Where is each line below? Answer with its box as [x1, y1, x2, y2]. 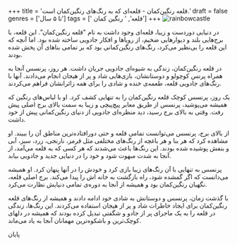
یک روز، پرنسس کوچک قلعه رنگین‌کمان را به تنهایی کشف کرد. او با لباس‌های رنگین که [8, 92, 230, 101]
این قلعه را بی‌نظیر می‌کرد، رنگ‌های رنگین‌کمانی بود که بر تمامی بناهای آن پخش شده [8, 43, 227, 51]
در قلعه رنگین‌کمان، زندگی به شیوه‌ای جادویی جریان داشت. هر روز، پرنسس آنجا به [8, 64, 222, 72]
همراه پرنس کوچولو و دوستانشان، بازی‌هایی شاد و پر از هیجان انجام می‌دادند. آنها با [8, 71, 223, 80]
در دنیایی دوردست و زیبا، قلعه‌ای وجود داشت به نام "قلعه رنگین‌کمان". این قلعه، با [8, 28, 219, 36]
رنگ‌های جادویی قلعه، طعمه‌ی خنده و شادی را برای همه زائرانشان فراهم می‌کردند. [8, 79, 221, 88]
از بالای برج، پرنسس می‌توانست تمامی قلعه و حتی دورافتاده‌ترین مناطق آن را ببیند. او [8, 129, 230, 137]
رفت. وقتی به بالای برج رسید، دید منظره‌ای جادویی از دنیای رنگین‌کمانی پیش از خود [8, 108, 224, 116]
